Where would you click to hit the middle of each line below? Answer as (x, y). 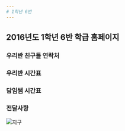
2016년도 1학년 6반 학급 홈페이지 (63, 37)
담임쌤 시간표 (24, 91)
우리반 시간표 (24, 73)
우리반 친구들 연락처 (33, 55)
